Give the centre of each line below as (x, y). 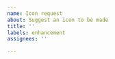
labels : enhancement (37, 33)
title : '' (21, 26)
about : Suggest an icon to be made (58, 20)
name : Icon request (35, 13)
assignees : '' (27, 39)
